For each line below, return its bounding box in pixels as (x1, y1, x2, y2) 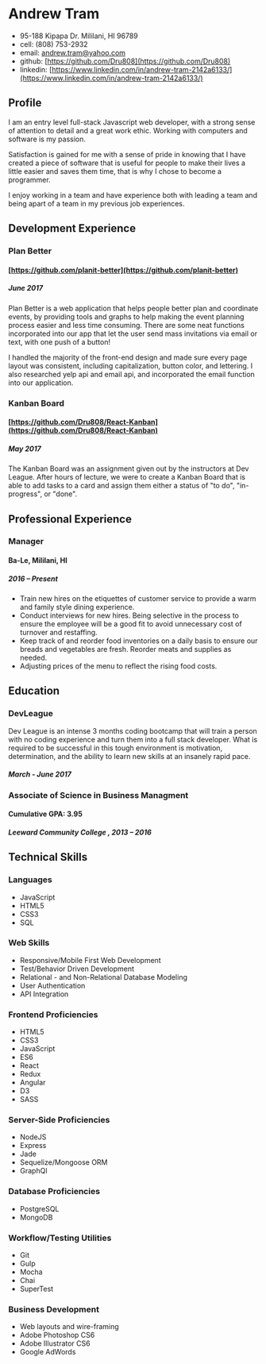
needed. (19, 653, 48, 662)
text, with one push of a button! (8, 337, 111, 346)
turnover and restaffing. (19, 627, 98, 637)
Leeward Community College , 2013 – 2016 (8, 827, 152, 837)
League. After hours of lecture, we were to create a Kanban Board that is (8, 472, 246, 482)
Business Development (8, 1304, 99, 1315)
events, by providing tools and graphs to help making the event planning (8, 311, 245, 322)
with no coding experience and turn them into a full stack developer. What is (8, 734, 258, 744)
